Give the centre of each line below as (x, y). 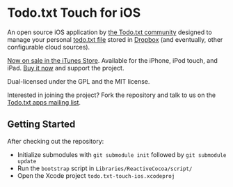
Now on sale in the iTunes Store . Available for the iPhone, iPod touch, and (112, 60)
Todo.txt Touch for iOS (74, 13)
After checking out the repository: (56, 141)
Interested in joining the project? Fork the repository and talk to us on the (112, 95)
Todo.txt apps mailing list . (44, 102)
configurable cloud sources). (49, 47)
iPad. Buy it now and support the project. (66, 68)
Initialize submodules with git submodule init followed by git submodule (122, 154)
